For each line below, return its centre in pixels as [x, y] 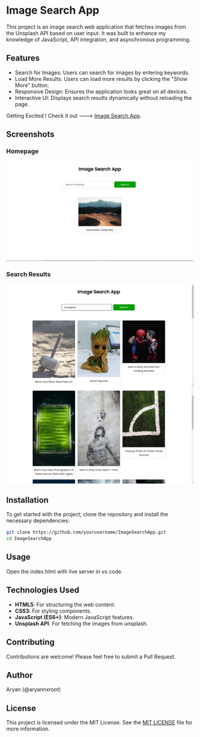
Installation [27, 500]
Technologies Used [43, 590]
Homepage [22, 151]
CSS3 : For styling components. [53, 611]
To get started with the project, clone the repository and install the [87, 515]
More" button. [32, 85]
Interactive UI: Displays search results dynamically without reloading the [103, 98]
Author [19, 675]
